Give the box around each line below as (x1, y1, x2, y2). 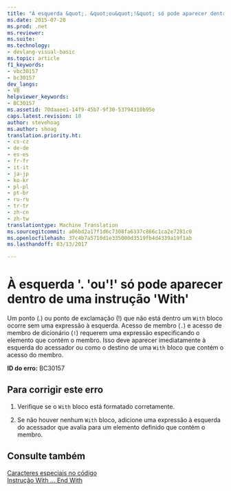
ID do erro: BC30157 (7, 364, 65, 372)
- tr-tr (7, 203, 30, 210)
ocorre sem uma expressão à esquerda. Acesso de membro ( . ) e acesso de (7, 321, 222, 330)
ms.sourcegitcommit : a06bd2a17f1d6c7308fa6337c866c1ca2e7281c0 (7, 228, 192, 235)
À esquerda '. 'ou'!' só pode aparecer (7, 277, 223, 292)
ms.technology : (7, 42, 51, 49)
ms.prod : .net (7, 23, 48, 30)
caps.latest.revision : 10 (7, 112, 81, 119)
